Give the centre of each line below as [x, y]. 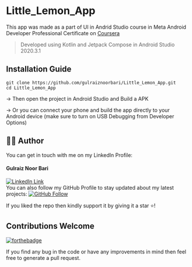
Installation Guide [39, 69]
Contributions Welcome [50, 226]
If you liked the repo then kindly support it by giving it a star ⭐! [81, 206]
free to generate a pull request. [43, 258]
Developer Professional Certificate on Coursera [63, 33]
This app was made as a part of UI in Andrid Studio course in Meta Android [96, 27]
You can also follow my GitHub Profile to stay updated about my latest [90, 187]
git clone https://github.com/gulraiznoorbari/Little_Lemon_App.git [91, 83]
